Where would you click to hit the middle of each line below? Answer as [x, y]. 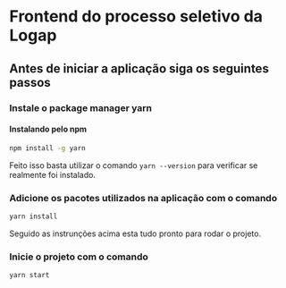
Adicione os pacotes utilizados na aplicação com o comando [143, 198]
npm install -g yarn [48, 148]
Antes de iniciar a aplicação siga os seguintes [139, 68]
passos [30, 82]
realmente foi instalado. [53, 174]
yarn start [29, 275]
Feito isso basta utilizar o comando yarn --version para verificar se [134, 165]
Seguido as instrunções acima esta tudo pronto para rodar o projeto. [135, 233]
